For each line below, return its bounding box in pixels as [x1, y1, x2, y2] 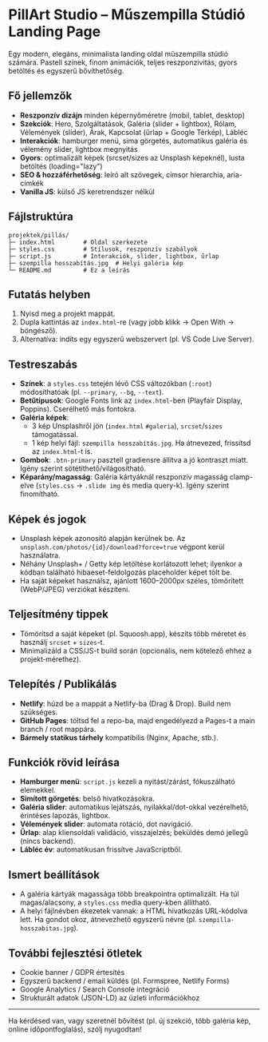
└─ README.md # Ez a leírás [8, 266, 130, 274]
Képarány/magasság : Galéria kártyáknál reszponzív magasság [19, 472, 228, 482]
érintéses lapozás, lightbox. [19, 811, 111, 821]
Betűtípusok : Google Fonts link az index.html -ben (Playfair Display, [19, 396, 243, 405]
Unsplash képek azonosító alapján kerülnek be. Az [19, 534, 186, 543]
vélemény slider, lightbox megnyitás [19, 144, 138, 153]
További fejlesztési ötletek [8, 946, 143, 960]
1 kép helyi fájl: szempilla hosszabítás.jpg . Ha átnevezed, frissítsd [31, 438, 251, 448]
